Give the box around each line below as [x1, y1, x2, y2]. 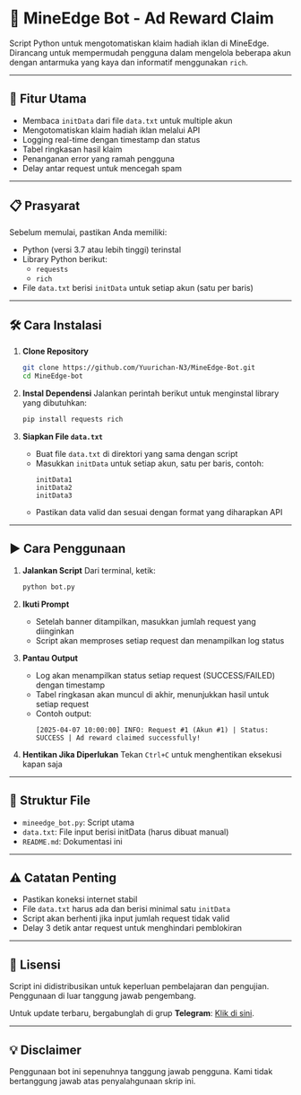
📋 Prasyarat [9, 198, 81, 214]
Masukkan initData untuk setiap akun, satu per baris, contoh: [35, 458, 264, 469]
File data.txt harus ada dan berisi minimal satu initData [21, 904, 231, 915]
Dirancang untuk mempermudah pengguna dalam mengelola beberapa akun [9, 47, 291, 57]
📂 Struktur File [9, 793, 91, 809]
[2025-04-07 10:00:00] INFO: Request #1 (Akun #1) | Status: [35, 725, 269, 734]
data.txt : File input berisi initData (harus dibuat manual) [21, 826, 229, 837]
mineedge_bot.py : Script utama [21, 817, 134, 828]
